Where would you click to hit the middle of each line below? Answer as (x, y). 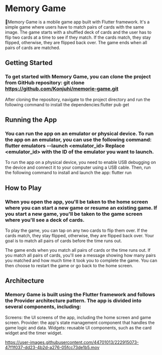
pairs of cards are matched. (33, 48)
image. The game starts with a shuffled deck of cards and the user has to (78, 32)
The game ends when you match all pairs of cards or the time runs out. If (78, 250)
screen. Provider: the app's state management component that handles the (80, 323)
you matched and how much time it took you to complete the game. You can (81, 260)
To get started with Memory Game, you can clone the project (78, 77)
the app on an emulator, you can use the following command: (78, 140)
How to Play (24, 188)
